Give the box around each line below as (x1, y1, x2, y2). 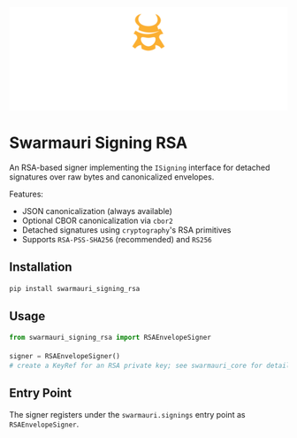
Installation (9, 259, 72, 275)
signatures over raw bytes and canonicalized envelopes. (9, 171, 215, 182)
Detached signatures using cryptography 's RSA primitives (21, 224, 232, 235)
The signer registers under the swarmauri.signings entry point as (9, 409, 246, 419)
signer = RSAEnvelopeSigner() (9, 352, 121, 361)
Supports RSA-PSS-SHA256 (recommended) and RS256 (21, 234, 212, 244)
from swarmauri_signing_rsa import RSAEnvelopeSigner (9, 334, 212, 342)
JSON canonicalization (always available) (21, 205, 172, 216)
